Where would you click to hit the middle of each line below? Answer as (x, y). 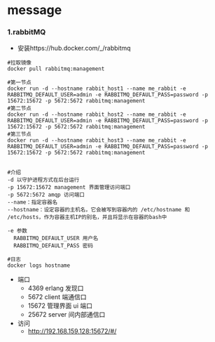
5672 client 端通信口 (57, 297)
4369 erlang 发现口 (56, 288)
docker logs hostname (39, 265)
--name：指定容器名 (33, 202)
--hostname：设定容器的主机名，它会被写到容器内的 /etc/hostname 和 (99, 210)
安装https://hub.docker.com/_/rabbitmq (74, 48)
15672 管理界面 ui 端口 (60, 306)
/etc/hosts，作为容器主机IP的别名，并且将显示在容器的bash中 (87, 217)
